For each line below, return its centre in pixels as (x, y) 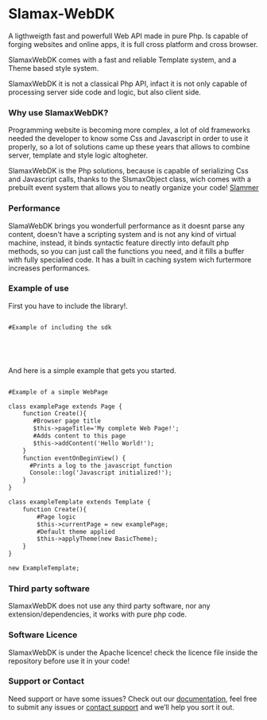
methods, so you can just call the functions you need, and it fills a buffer (126, 251)
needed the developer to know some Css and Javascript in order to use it (128, 138)
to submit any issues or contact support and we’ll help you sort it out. (121, 707)
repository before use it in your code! (69, 660)
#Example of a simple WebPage (58, 392)
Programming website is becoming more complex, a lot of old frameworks (129, 130)
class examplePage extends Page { (66, 407)
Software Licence (43, 635)
